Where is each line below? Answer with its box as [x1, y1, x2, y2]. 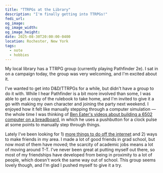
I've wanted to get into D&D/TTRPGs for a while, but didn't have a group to [5, 86, 154, 92]
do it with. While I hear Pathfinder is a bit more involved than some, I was [5, 91, 151, 96]
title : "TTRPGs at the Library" [5, 7, 71, 12]
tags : [5, 43, 16, 48]
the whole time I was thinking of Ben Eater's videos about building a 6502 [5, 112, 153, 117]
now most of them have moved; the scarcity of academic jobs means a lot [5, 142, 153, 148]
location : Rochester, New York [5, 39, 69, 44]
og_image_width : [5, 25, 38, 30]
